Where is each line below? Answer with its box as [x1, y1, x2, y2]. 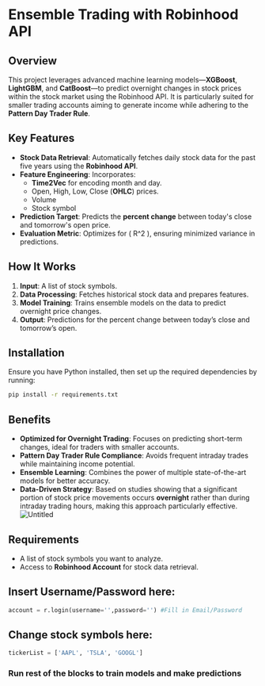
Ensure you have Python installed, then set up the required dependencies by [8, 367, 257, 377]
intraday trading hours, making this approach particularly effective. [19, 501, 238, 511]
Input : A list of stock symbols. [19, 281, 118, 290]
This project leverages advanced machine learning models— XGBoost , [8, 75, 237, 84]
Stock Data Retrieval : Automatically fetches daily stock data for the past [19, 152, 256, 162]
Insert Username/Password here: [8, 585, 176, 599]
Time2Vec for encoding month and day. [31, 178, 162, 187]
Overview [8, 54, 58, 67]
